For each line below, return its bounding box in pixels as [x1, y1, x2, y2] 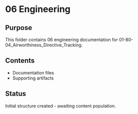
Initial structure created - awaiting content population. [5, 102, 116, 108]
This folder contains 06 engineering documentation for [5, 36, 118, 42]
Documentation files [12, 69, 54, 75]
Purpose [5, 23, 32, 32]
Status [5, 89, 26, 98]
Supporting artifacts [12, 75, 54, 81]
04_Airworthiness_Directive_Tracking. [5, 42, 83, 48]
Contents [5, 56, 35, 65]
